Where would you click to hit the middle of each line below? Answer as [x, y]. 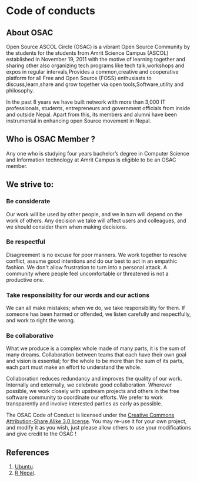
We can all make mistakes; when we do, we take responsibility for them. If [96, 308]
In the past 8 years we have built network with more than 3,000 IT [86, 102]
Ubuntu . [24, 467]
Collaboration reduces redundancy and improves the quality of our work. [94, 379]
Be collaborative [30, 336]
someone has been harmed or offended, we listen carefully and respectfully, [98, 314]
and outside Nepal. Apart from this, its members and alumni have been [92, 114]
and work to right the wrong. [41, 321]
